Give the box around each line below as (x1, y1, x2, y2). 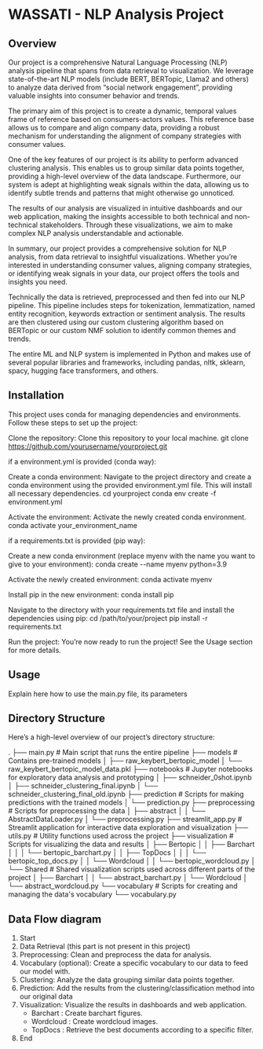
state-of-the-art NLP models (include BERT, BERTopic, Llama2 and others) (8, 75, 250, 83)
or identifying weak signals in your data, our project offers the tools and (8, 269, 239, 278)
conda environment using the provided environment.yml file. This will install (8, 480, 253, 490)
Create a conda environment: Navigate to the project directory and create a (8, 471, 252, 481)
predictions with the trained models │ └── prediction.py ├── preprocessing (8, 798, 255, 807)
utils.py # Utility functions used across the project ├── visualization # (8, 831, 234, 841)
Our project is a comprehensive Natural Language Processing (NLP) (8, 57, 228, 67)
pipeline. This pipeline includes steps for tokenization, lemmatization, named (8, 301, 255, 310)
